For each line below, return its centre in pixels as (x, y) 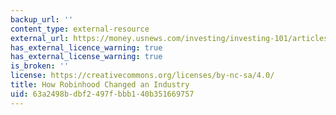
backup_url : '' (42, 19)
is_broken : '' (40, 66)
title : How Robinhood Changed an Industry (100, 85)
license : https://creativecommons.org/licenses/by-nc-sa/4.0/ (142, 76)
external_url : (40, 38)
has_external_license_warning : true (86, 57)
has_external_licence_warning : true (86, 47)
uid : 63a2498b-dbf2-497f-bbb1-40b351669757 (102, 94)
